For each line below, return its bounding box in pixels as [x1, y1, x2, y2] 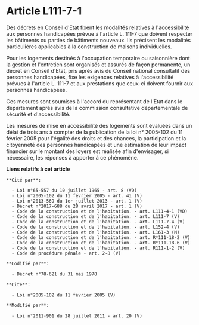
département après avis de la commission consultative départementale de [6, 104, 188, 111]
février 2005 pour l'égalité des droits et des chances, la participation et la [6, 134, 186, 142]
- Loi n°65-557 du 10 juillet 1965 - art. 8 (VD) [11, 187, 137, 194]
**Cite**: [6, 281, 31, 287]
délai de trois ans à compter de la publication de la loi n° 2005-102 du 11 [6, 128, 183, 136]
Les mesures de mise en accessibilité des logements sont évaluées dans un [6, 122, 192, 129]
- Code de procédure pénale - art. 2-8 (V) [11, 250, 121, 256]
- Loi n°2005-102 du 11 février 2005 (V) [11, 292, 116, 298]
